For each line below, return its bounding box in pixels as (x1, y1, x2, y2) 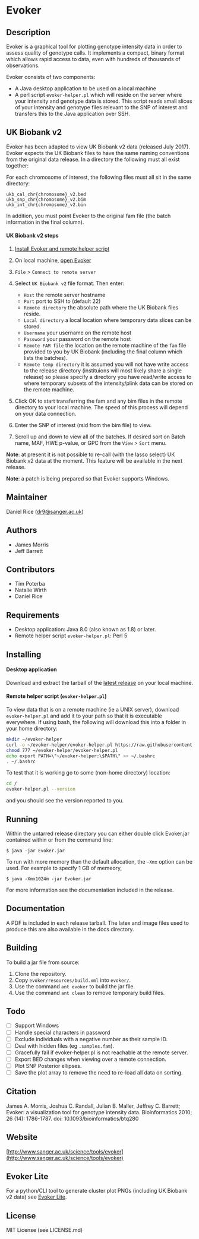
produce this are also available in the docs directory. (6, 925, 135, 933)
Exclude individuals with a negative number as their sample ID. (14, 1035, 168, 1042)
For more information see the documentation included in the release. (6, 886, 174, 893)
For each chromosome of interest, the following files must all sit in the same (6, 173, 191, 181)
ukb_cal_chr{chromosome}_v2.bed (6, 191, 86, 197)
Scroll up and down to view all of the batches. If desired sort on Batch (14, 433, 186, 440)
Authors (6, 525, 37, 535)
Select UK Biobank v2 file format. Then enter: (14, 280, 125, 287)
